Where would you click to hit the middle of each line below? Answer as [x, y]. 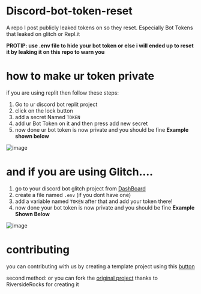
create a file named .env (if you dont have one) [73, 195]
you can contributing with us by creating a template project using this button [100, 266]
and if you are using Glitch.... [80, 172]
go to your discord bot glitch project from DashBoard [80, 188]
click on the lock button [44, 110]
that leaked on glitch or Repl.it [43, 34]
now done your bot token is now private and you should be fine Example [105, 207]
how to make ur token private [80, 76]
